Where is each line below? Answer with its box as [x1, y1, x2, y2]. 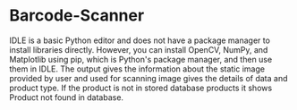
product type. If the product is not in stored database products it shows [9, 82, 273, 93]
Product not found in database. [9, 91, 123, 103]
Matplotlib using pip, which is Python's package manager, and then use [9, 54, 273, 64]
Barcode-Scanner [9, 5, 145, 26]
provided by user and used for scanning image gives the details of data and [9, 72, 288, 83]
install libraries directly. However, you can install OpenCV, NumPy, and [9, 44, 268, 55]
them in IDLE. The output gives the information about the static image [9, 63, 266, 74]
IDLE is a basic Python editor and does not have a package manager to [9, 35, 271, 46]
